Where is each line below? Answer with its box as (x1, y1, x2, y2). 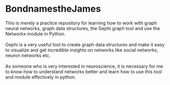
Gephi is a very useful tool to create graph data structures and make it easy (5, 41, 165, 47)
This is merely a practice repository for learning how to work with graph (5, 20, 157, 26)
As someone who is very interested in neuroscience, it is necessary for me (5, 63, 163, 69)
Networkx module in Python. (5, 31, 66, 37)
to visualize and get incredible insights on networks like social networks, (5, 47, 158, 53)
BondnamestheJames (5, 3, 101, 15)
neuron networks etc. (5, 52, 51, 59)
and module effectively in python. (5, 74, 76, 80)
